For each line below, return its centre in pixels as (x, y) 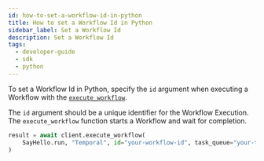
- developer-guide (46, 52)
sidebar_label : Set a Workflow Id (65, 30)
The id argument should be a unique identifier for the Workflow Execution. (128, 112)
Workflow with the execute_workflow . (68, 97)
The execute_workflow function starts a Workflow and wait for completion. (128, 121)
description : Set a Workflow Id (61, 37)
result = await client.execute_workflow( (77, 135)
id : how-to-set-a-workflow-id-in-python (75, 15)
